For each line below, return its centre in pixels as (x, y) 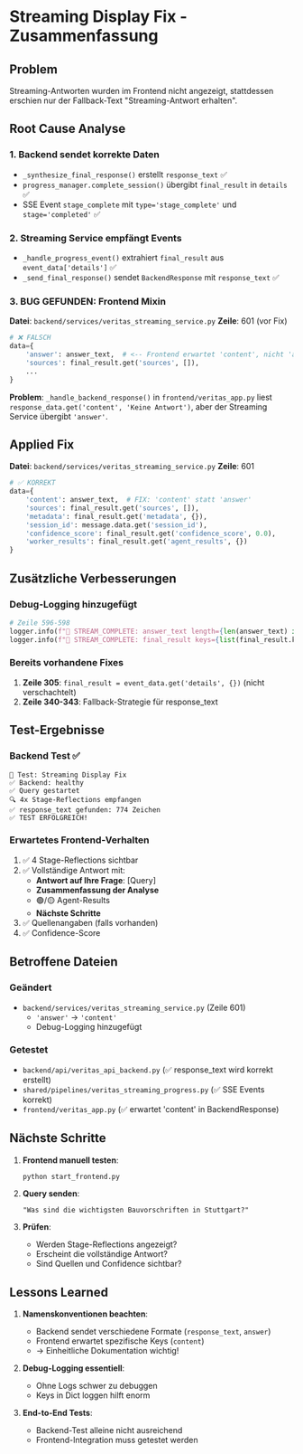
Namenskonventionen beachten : (85, 1314)
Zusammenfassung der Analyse (97, 890)
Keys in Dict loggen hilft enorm (93, 1395)
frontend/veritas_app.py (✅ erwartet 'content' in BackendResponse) (151, 1109)
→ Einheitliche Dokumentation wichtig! (107, 1351)
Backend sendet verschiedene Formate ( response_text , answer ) (153, 1332)
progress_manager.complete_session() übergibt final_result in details (155, 184)
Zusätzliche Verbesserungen (93, 578)
